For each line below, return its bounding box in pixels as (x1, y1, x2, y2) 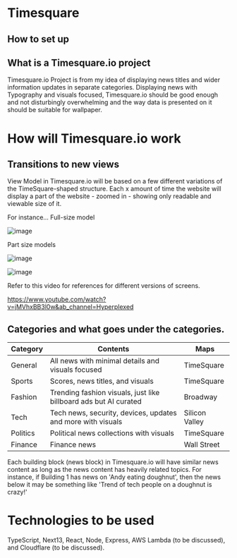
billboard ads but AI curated (49, 396, 142, 406)
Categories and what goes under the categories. (7, 323, 225, 335)
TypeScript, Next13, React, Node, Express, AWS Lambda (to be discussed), (7, 536, 226, 545)
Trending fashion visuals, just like (49, 388, 160, 398)
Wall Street (183, 439, 220, 449)
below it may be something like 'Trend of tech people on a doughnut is (7, 480, 212, 489)
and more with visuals (49, 417, 123, 427)
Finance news (49, 439, 97, 449)
